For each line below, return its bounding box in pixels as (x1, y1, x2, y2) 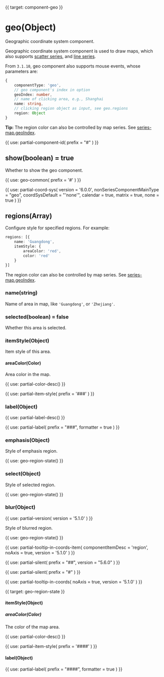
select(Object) (5, 470, 41, 477)
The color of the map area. (5, 624, 60, 630)
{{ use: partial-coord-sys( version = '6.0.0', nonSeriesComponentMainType (5, 186, 160, 192)
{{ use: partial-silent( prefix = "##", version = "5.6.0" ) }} (5, 559, 121, 565)
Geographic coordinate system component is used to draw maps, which (5, 48, 154, 54)
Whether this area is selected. (5, 325, 67, 331)
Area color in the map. (5, 371, 51, 377)
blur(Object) (5, 504, 36, 511)
